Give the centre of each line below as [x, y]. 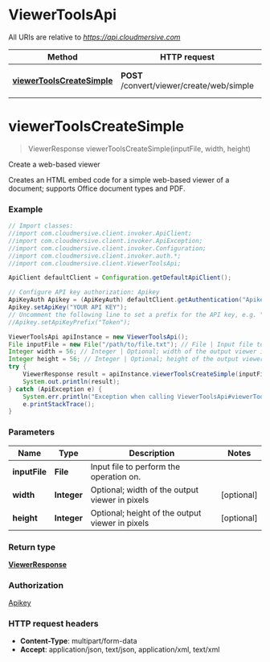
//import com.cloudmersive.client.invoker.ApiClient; [100, 234]
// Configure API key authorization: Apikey [84, 292]
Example [26, 209]
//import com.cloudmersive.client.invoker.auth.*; [95, 256]
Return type [32, 547]
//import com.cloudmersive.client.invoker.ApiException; [106, 241]
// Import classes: [41, 226]
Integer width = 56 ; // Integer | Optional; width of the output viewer [133, 352]
